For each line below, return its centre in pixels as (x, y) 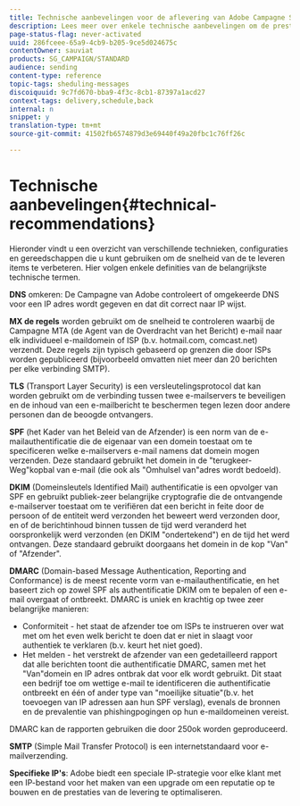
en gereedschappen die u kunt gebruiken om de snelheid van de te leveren (147, 258)
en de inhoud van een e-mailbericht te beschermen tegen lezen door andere (150, 405)
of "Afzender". (36, 553)
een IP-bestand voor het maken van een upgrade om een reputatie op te (142, 782)
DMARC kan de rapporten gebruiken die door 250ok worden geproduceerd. (149, 728)
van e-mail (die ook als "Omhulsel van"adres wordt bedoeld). (169, 469)
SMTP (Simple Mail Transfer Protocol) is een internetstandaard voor (134, 746)
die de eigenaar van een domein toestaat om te (166, 441)
